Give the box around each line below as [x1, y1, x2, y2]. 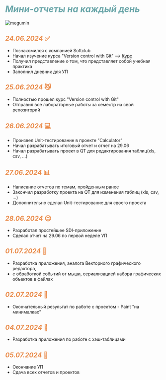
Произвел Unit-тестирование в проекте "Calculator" [12, 138, 123, 144]
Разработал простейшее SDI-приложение [12, 228, 102, 233]
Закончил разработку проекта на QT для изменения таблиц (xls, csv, [12, 189, 159, 195]
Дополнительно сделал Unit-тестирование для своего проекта [12, 200, 147, 206]
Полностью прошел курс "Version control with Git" [12, 96, 119, 102]
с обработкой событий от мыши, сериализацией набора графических [12, 271, 162, 277]
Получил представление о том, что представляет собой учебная [12, 58, 151, 64]
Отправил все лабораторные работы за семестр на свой [12, 101, 134, 107]
